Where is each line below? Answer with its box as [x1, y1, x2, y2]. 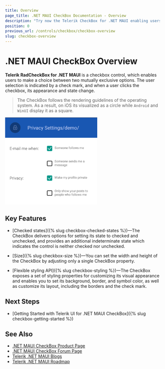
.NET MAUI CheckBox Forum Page [12, 348, 82, 354]
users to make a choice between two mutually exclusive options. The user [5, 77, 155, 83]
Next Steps [5, 298, 40, 306]
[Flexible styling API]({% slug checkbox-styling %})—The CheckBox [12, 267, 151, 273]
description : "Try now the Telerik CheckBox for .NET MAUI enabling [5, 18, 148, 23]
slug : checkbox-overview [5, 34, 56, 39]
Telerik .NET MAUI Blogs [12, 353, 62, 359]
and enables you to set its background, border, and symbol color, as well [12, 278, 159, 284]
